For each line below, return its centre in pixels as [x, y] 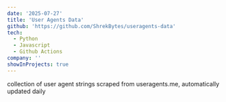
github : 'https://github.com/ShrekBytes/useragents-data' [91, 26]
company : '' [24, 58]
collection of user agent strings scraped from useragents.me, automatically [113, 84]
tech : [15, 33]
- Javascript [32, 45]
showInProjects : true [38, 64]
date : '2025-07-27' [35, 13]
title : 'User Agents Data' [46, 20]
